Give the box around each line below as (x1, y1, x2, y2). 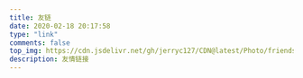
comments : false (9, 38, 70, 48)
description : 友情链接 (9, 55, 89, 64)
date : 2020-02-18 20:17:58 (9, 22, 111, 30)
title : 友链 (9, 13, 51, 22)
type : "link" (9, 30, 59, 39)
